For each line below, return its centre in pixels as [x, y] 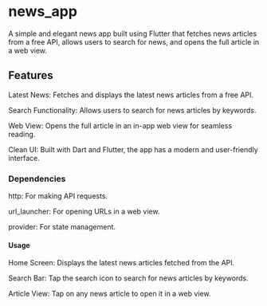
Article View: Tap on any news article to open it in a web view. [110, 294]
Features [31, 75]
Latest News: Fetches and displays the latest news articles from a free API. [131, 95]
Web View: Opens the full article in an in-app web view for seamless [120, 125]
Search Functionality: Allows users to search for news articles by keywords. [132, 110]
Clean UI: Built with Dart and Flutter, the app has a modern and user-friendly [133, 149]
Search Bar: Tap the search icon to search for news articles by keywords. [128, 278]
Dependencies [37, 178]
